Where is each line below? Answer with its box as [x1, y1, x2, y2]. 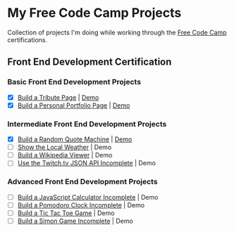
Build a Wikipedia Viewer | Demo [17, 151, 113, 160]
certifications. [7, 35, 48, 44]
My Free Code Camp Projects [7, 5, 182, 21]
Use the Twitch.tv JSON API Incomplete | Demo [17, 159, 156, 167]
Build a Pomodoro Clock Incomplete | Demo [17, 200, 145, 209]
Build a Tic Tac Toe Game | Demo [17, 209, 115, 217]
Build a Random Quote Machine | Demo [17, 135, 133, 143]
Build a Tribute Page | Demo [17, 93, 99, 101]
